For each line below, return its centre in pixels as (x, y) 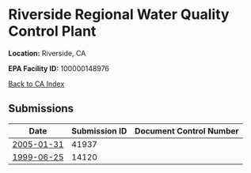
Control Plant (52, 31)
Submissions (41, 109)
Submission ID (99, 130)
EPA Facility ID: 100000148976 (59, 68)
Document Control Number (186, 130)
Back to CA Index (36, 84)
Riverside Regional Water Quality (119, 15)
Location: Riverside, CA (47, 53)
